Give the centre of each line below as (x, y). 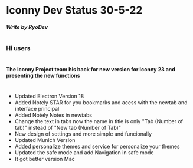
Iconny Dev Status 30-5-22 (74, 10)
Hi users (18, 48)
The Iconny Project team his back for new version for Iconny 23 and (91, 70)
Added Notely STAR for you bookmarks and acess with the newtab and (101, 103)
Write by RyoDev (27, 27)
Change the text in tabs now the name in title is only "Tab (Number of (99, 121)
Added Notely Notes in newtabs (53, 115)
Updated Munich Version (45, 140)
